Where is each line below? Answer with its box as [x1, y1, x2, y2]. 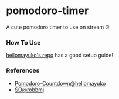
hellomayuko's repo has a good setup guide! [6, 52, 113, 59]
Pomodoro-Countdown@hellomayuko [14, 80, 106, 87]
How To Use [6, 38, 41, 46]
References [6, 66, 40, 74]
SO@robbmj [14, 86, 45, 93]
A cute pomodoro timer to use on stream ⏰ [6, 23, 110, 30]
